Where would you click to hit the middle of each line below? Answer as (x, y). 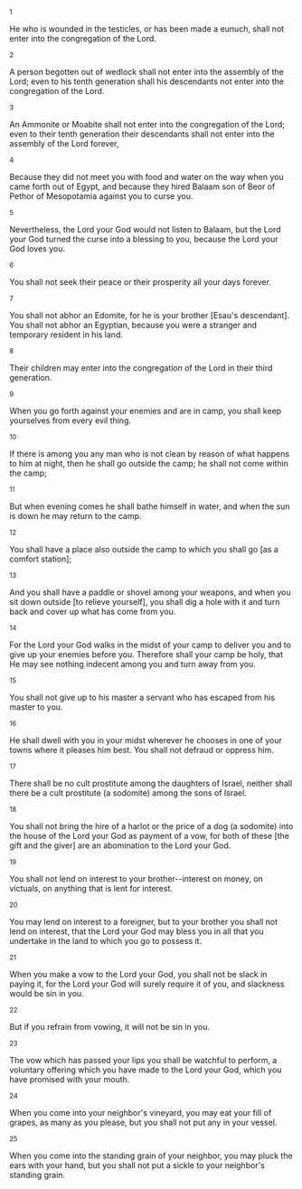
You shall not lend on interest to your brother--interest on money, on (137, 879)
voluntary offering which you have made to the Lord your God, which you (146, 1070)
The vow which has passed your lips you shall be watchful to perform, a (143, 1060)
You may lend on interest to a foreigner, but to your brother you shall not (144, 922)
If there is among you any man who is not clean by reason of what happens (150, 454)
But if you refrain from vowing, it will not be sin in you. (110, 1027)
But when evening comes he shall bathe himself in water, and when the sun (150, 506)
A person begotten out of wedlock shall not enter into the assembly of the (147, 72)
